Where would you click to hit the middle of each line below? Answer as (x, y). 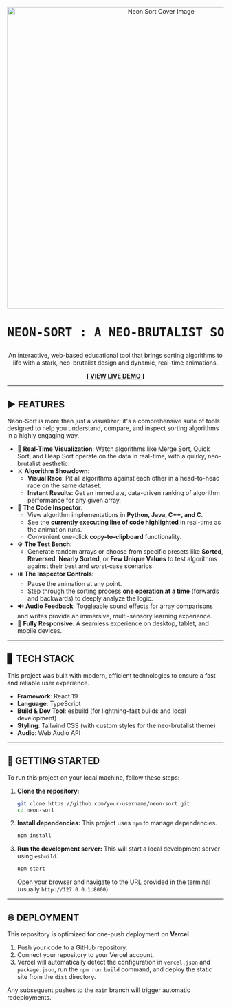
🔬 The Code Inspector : (50, 507)
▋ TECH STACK (41, 659)
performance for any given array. (74, 500)
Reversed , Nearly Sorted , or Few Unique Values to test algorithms (122, 559)
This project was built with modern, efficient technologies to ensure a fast (111, 675)
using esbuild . (37, 856)
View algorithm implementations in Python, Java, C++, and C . (115, 515)
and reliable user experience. (48, 683)
